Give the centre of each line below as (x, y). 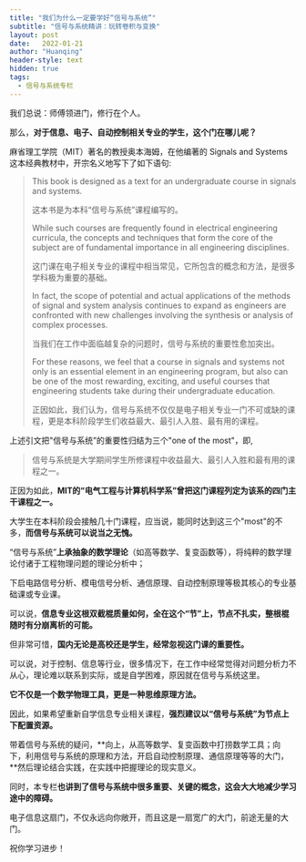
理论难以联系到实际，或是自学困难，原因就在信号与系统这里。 (149, 674)
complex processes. (70, 324)
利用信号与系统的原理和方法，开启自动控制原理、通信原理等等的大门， (157, 755)
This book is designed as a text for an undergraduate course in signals (164, 181)
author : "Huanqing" (46, 52)
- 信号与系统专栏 (46, 86)
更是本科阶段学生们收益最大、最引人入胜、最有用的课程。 (156, 421)
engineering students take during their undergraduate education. (153, 390)
